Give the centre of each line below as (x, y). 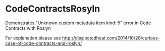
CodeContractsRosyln (53, 9)
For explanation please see (33, 38)
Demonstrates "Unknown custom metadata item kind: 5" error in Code (78, 23)
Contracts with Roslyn (28, 28)
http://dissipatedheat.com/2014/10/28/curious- (111, 38)
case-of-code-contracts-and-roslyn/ (44, 43)
